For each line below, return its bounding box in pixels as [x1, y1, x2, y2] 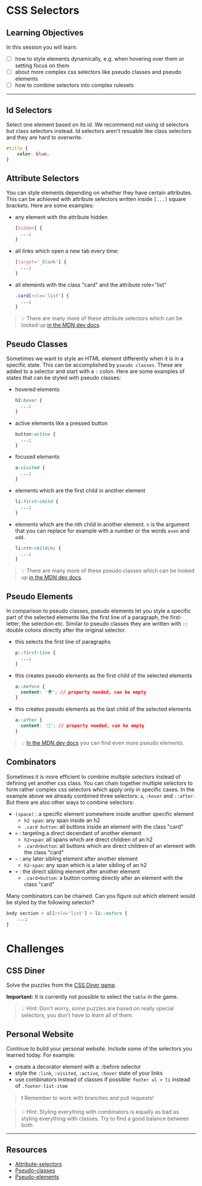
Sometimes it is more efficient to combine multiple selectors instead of [6, 773, 181, 780]
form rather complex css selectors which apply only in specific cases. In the [6, 786, 195, 793]
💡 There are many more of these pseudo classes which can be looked [20, 567, 195, 575]
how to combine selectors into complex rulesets [14, 82, 134, 89]
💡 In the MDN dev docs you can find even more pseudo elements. [20, 739, 185, 746]
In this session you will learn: [6, 43, 78, 51]
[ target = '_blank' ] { [14, 259, 67, 265]
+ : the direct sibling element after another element [14, 868, 140, 875]
